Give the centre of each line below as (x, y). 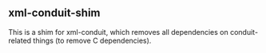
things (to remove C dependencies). (92, 40)
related (20, 40)
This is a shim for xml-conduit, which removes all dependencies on (119, 32)
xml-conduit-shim (55, 13)
